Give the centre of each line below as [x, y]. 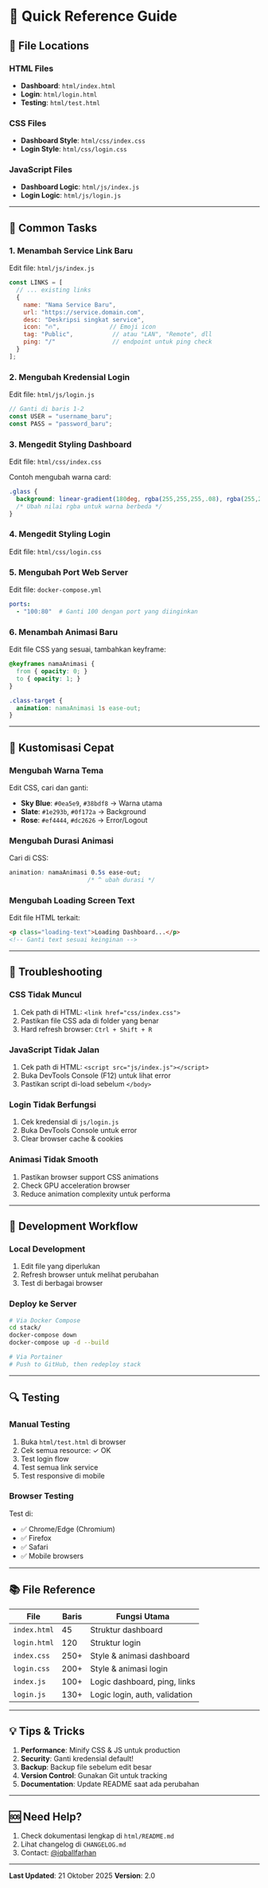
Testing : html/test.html [60, 102]
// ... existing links [54, 290]
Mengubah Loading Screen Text [72, 900]
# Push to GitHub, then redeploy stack [75, 1364]
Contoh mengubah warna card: [60, 477]
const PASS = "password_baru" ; [61, 424]
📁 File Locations [49, 46]
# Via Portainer [36, 1357]
